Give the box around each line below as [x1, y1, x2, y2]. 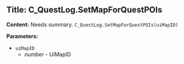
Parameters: [6, 33, 38, 40]
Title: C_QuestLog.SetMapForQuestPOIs [6, 5, 163, 15]
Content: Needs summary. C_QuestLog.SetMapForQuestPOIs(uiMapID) [6, 21, 179, 28]
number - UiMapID [24, 51, 71, 58]
